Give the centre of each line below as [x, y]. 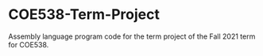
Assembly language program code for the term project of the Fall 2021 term [132, 36]
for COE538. [29, 44]
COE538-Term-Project [84, 15]
